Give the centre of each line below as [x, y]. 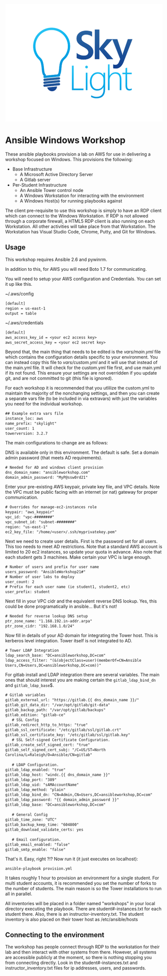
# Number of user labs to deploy [40, 577]
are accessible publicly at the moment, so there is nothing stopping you [79, 958]
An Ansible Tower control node [52, 190]
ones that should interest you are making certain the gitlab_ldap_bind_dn [81, 680]
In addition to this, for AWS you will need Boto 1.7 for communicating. [76, 269]
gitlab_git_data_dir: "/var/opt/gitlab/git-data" [58, 705]
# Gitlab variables [25, 695]
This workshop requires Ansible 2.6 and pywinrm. [56, 259]
